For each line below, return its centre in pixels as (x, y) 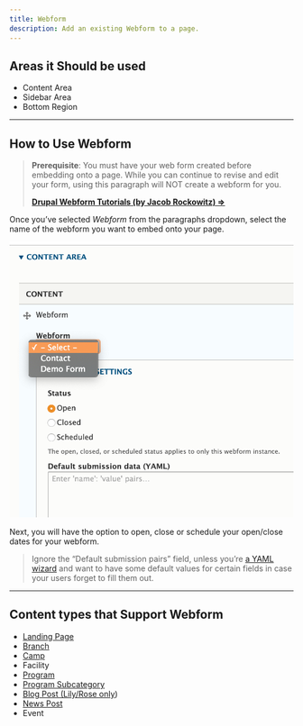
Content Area (47, 88)
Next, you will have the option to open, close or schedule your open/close (147, 532)
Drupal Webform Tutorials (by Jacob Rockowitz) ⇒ (128, 202)
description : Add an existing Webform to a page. (105, 28)
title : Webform (38, 19)
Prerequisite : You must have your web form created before (142, 166)
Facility (36, 665)
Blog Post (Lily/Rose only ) (70, 694)
